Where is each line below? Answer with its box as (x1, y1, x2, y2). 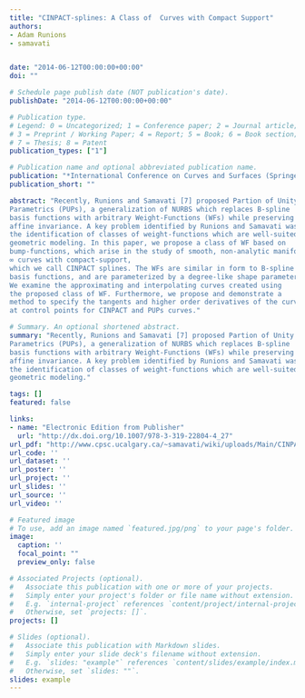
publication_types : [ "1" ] (9, 146, 107, 155)
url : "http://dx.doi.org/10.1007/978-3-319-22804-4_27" (17, 431, 233, 441)
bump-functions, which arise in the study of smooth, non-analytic (9, 247, 271, 256)
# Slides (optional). (9, 633, 92, 642)
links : (9, 414, 34, 424)
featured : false (9, 398, 71, 407)
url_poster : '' (9, 465, 67, 474)
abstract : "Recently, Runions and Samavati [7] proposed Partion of (9, 196, 274, 205)
